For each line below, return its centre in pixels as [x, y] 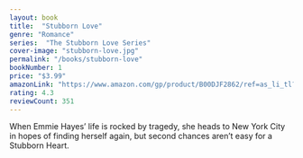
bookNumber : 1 [36, 68]
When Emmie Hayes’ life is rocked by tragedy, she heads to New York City [147, 127]
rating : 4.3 [32, 92]
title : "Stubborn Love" [56, 26]
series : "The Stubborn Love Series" [80, 43]
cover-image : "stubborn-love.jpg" [74, 51]
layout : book [34, 18]
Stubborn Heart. [39, 145]
